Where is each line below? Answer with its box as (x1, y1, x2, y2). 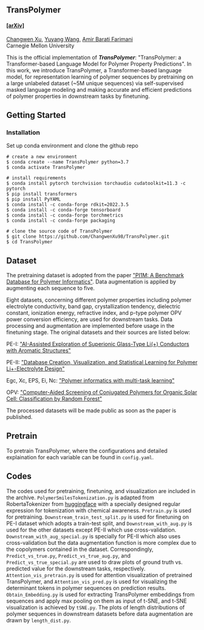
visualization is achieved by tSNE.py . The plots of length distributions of (6, 603, 185, 611)
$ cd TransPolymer (6, 239, 53, 245)
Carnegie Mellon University (6, 42, 75, 49)
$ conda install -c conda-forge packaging (6, 218, 115, 224)
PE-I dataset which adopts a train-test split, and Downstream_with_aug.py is (6, 519, 192, 527)
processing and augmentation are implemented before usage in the (6, 322, 175, 330)
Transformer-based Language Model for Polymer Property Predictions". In (6, 60, 192, 67)
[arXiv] (6, 21, 24, 29)
